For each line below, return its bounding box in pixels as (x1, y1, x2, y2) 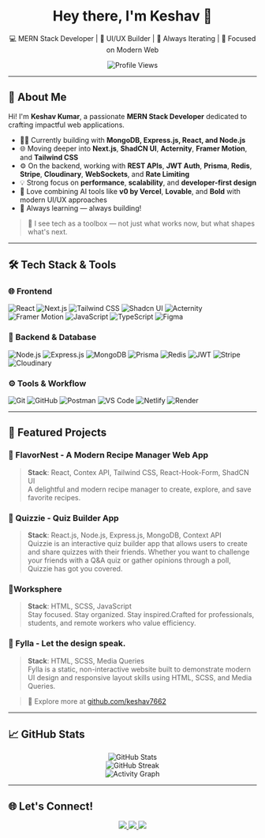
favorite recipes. (27, 492, 81, 502)
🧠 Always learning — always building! (19, 203, 142, 212)
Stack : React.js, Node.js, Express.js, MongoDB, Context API (27, 530, 222, 540)
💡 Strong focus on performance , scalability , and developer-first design (19, 178, 257, 187)
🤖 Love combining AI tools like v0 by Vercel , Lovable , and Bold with (19, 186, 241, 196)
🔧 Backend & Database (8, 331, 97, 342)
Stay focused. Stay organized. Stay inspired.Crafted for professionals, (27, 610, 255, 619)
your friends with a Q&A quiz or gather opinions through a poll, (27, 556, 231, 565)
